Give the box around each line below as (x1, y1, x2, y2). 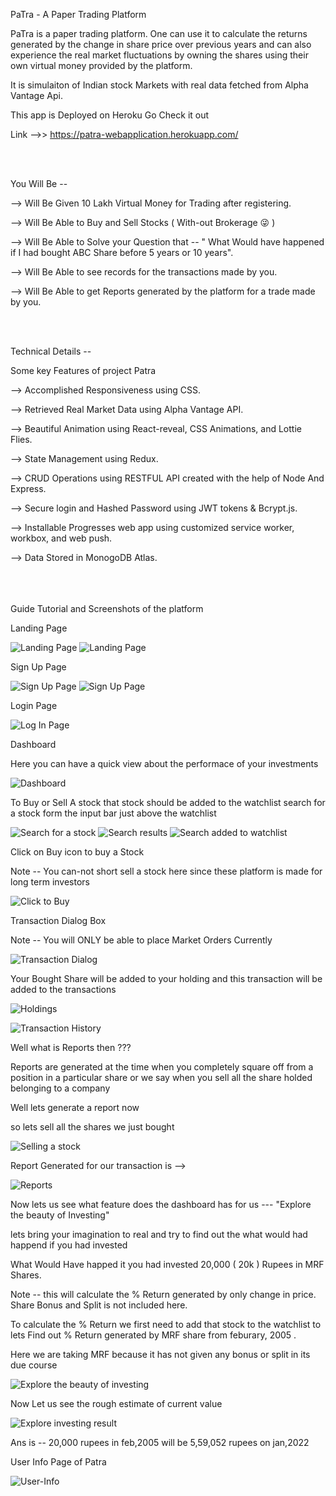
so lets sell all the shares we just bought (10, 1121, 175, 1133)
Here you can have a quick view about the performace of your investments (10, 758, 319, 769)
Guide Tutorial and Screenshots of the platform (10, 603, 204, 614)
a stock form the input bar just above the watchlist (10, 807, 217, 819)
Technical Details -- (10, 345, 92, 357)
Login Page (10, 700, 58, 711)
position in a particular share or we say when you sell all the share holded (10, 1072, 313, 1083)
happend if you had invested (10, 1239, 128, 1251)
